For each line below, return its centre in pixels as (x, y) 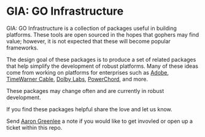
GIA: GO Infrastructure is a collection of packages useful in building (91, 28)
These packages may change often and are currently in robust (85, 91)
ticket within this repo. (34, 127)
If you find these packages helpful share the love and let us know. (90, 109)
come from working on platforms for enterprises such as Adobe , (88, 72)
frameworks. (22, 48)
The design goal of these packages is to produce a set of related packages (101, 59)
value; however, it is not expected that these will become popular (88, 41)
